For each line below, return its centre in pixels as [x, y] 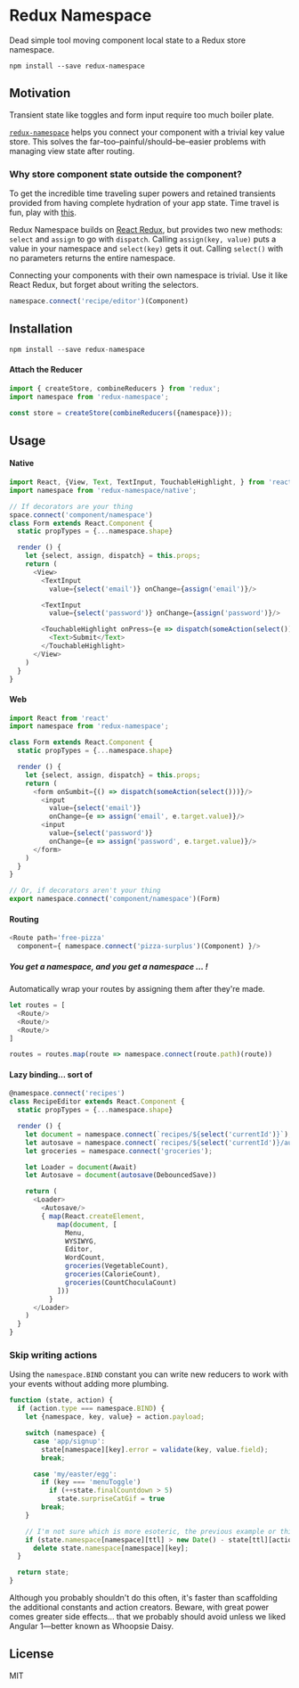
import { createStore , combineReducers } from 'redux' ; [115, 389]
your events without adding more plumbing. [89, 1384]
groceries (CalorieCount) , [113, 1274]
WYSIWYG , [81, 1241]
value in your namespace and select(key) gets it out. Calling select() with [146, 249]
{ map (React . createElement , [93, 1216]
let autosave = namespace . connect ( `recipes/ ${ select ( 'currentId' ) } [153, 1143]
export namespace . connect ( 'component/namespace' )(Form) [115, 899]
